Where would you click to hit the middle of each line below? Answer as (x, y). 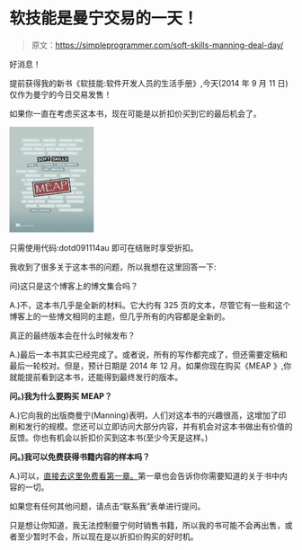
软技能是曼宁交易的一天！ (104, 18)
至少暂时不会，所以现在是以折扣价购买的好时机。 (107, 537)
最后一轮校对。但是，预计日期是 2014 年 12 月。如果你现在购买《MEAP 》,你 (151, 366)
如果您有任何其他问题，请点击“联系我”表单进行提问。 (107, 506)
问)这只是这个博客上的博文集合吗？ (74, 286)
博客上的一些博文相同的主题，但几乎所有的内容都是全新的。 (120, 316)
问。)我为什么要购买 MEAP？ (61, 395)
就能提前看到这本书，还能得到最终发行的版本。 (96, 377)
